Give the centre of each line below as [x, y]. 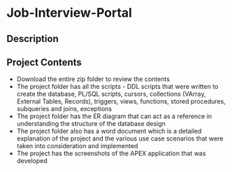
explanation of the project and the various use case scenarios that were [120, 138]
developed [32, 161]
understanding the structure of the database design [91, 124]
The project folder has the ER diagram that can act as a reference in [114, 116]
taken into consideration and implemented [77, 146]
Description [32, 39]
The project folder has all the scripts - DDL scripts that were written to [117, 87]
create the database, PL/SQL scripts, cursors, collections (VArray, [111, 94]
